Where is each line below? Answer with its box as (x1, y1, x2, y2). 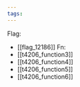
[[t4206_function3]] (17, 50, 74, 58)
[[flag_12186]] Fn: (17, 42, 66, 51)
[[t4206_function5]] (17, 65, 74, 73)
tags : (7, 10, 23, 17)
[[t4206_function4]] (17, 57, 74, 66)
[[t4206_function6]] (17, 72, 74, 81)
